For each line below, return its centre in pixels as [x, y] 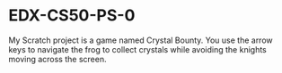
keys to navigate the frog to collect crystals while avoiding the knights [137, 49]
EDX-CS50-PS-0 [72, 16]
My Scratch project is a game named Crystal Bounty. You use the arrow [141, 40]
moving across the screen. [57, 59]
